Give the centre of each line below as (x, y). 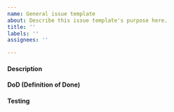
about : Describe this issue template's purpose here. (88, 20)
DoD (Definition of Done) (44, 85)
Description (25, 68)
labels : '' (23, 33)
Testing (19, 101)
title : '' (22, 27)
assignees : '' (28, 40)
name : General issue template (52, 14)
